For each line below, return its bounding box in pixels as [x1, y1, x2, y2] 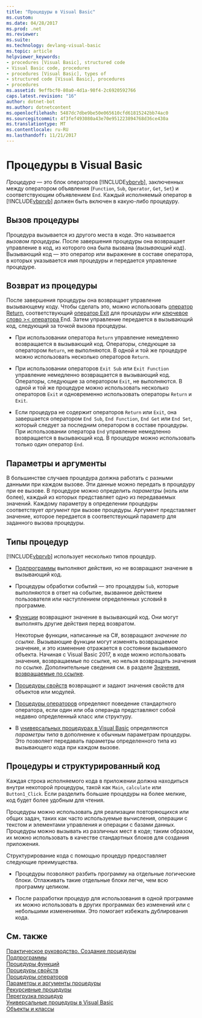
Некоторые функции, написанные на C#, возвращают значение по [14, 632, 187, 639]
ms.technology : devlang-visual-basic [6, 43, 101, 49]
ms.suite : [6, 37, 31, 43]
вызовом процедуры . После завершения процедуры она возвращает [6, 237, 186, 245]
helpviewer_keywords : [6, 54, 61, 60]
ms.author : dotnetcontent [6, 104, 71, 110]
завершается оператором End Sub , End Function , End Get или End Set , [14, 415, 193, 423]
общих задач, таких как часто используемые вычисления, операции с [6, 815, 188, 822]
